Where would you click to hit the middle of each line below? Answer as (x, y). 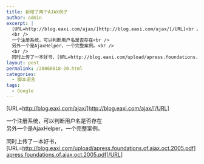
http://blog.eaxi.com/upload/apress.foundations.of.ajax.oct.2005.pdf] (109, 148)
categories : (21, 74)
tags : (13, 86)
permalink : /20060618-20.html (45, 68)
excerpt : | (20, 23)
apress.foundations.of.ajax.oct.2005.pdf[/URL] (65, 154)
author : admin (24, 18)
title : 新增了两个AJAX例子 (37, 12)
